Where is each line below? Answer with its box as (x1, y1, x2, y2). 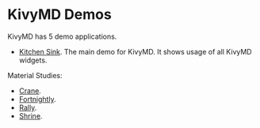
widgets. (18, 55, 48, 65)
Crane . (18, 85, 41, 96)
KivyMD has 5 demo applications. (7, 32, 117, 41)
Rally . (18, 103, 37, 112)
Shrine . (18, 111, 43, 120)
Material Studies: (7, 70, 63, 80)
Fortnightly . (18, 94, 56, 104)
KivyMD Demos (7, 6, 112, 24)
